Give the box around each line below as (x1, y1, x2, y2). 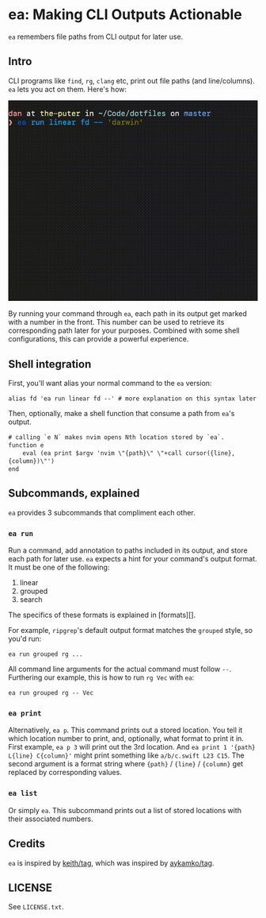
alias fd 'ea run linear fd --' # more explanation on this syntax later (8, 395, 257, 403)
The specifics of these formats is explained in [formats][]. (8, 610, 196, 620)
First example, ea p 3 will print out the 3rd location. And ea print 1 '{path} (8, 742, 256, 752)
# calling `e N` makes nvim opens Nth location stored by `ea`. (8, 434, 225, 442)
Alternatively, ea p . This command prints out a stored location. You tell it (8, 725, 243, 735)
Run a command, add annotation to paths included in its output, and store (8, 546, 248, 555)
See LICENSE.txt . (8, 902, 65, 912)
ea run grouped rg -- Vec (8, 689, 93, 697)
